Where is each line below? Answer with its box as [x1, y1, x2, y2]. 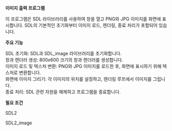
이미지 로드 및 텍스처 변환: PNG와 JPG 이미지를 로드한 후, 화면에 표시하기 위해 [5, 63, 162, 69]
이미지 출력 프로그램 [5, 5, 45, 11]
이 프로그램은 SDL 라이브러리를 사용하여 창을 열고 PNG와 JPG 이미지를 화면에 [5, 16, 161, 22]
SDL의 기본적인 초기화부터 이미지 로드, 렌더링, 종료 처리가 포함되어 [24, 23, 158, 28]
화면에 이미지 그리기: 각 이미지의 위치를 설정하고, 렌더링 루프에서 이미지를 [5, 76, 152, 82]
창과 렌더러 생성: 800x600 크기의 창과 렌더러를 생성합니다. [5, 57, 123, 63]
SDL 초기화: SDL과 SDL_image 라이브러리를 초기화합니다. [5, 51, 122, 56]
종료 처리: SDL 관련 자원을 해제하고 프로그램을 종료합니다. [5, 89, 121, 95]
